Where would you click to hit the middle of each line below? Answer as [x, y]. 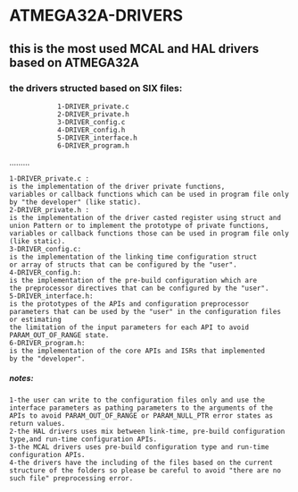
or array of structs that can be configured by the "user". [124, 265]
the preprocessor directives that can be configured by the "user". [139, 288]
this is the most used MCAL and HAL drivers [134, 49]
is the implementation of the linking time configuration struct [133, 257]
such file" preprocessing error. [71, 478]
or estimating [36, 319]
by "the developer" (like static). [75, 202]
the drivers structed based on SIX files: [96, 88]
